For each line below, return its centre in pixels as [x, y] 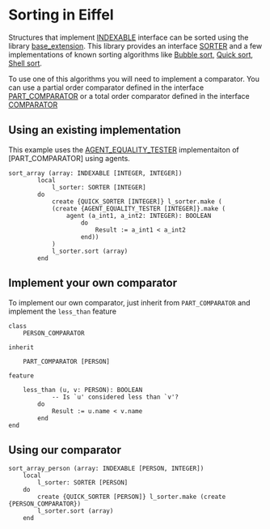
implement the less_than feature [63, 311]
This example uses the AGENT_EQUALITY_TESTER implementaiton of [124, 149]
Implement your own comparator [93, 283]
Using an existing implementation [95, 130]
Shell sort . [25, 63]
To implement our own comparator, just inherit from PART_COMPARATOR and [129, 302]
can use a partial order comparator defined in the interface [106, 87]
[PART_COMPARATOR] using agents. [70, 158]
